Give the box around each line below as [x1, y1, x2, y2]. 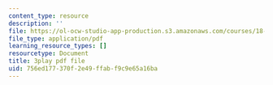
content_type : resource [8, 11, 89, 20]
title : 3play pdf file [8, 57, 85, 66]
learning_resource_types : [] [8, 42, 107, 50]
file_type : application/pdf [8, 34, 104, 43]
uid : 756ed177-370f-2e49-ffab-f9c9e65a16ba [8, 65, 158, 73]
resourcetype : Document [8, 49, 89, 57]
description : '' [8, 19, 63, 28]
